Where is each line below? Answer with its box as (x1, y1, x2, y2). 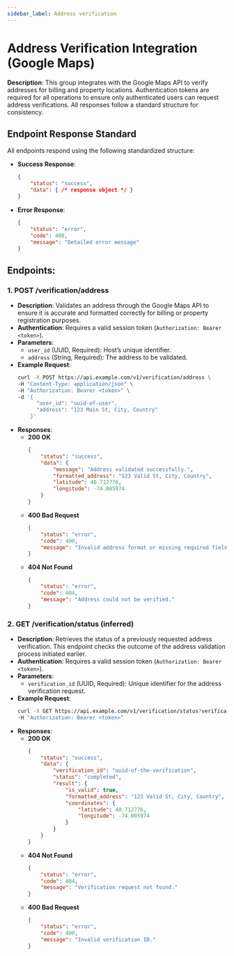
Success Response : (17, 160, 77, 168)
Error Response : (17, 205, 65, 214)
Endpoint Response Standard (7, 128, 137, 140)
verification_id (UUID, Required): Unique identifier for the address (27, 679, 221, 687)
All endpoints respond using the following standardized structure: (7, 147, 195, 155)
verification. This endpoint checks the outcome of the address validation (17, 642, 226, 650)
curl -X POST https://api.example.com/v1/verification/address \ (17, 374, 211, 381)
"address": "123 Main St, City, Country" (36, 406, 158, 414)
